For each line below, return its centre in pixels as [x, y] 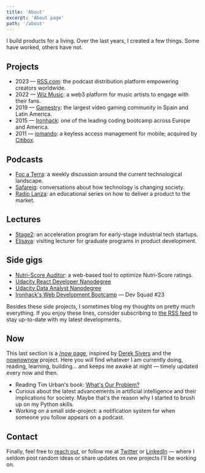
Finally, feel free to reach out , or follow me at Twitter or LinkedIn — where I [100, 452]
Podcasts [25, 159]
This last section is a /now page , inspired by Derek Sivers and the [89, 353]
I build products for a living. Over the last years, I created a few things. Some [103, 41]
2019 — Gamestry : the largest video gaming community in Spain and [102, 107]
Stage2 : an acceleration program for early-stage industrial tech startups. [107, 234]
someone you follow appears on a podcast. [70, 417]
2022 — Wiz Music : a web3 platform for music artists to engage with [102, 94]
